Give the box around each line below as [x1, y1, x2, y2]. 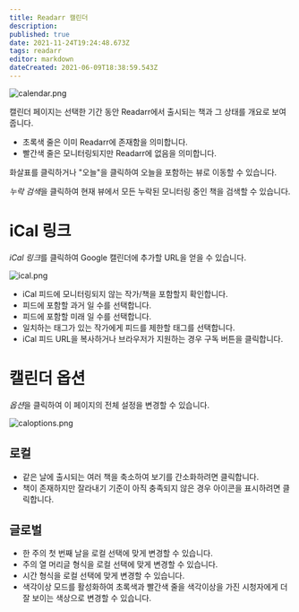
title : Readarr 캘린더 [9, 13, 89, 22]
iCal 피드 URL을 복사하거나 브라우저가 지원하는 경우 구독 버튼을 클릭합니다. [21, 333, 284, 344]
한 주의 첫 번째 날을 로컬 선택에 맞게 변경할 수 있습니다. [21, 548, 213, 559]
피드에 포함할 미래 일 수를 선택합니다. [21, 310, 152, 321]
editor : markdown [9, 55, 74, 64]
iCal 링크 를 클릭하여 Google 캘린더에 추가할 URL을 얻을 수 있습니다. [9, 252, 247, 263]
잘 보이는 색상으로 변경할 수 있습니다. [21, 593, 152, 604]
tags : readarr [9, 47, 63, 56]
